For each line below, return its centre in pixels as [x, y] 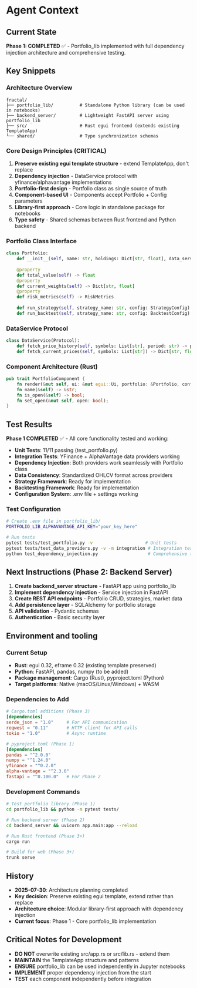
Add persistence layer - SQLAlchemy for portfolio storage [85, 605]
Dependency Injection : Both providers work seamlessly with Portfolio [99, 463]
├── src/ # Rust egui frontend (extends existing [93, 126]
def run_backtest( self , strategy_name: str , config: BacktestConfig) [103, 313]
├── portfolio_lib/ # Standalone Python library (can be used [95, 105]
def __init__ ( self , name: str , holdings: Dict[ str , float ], [91, 259]
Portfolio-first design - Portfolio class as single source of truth [91, 188]
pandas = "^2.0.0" [28, 755]
